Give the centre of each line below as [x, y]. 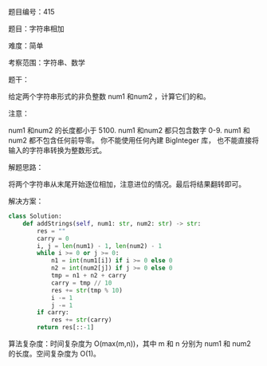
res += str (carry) [81, 320]
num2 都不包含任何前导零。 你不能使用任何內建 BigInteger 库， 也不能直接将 [133, 140]
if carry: [53, 313]
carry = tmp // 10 [81, 283]
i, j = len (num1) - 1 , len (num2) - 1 [99, 246]
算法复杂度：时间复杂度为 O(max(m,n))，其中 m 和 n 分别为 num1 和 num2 [130, 344]
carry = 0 [53, 238]
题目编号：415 [31, 12]
